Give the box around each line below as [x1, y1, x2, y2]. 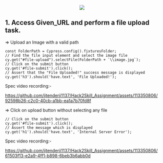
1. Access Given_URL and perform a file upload [5, 19, 150, 27]
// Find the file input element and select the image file [5, 53, 128, 58]
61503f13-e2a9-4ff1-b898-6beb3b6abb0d [5, 153, 91, 159]
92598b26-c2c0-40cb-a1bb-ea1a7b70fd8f [5, 97, 91, 103]
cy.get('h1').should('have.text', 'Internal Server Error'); [5, 129, 132, 134]
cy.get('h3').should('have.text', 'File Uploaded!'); [5, 74, 117, 79]
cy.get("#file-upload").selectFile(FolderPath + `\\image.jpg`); [5, 57, 141, 62]
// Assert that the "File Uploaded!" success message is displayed [5, 70, 145, 75]
